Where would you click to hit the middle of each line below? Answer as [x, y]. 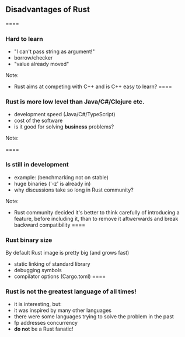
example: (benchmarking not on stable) [61, 177]
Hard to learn [24, 39]
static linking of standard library [52, 264]
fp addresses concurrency [46, 323]
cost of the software [38, 121]
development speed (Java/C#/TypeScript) [64, 114]
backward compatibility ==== [50, 225]
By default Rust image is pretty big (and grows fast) [67, 253]
